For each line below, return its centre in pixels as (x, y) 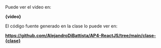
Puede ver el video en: (28, 7)
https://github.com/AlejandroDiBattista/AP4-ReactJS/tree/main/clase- (80, 36)
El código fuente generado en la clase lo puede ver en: (61, 26)
